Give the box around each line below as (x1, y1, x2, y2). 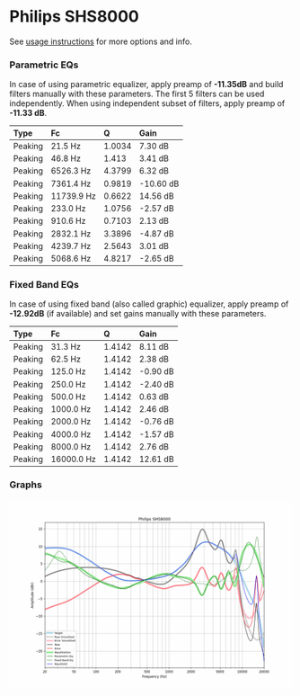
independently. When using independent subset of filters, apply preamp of (9, 98, 286, 109)
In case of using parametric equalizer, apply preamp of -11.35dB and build (9, 79, 284, 90)
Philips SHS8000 (9, 6, 139, 27)
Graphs (9, 478, 42, 491)
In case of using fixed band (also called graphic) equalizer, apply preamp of (9, 299, 289, 309)
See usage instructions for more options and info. (9, 36, 193, 47)
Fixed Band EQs (9, 278, 79, 290)
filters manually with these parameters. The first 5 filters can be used (9, 88, 265, 100)
